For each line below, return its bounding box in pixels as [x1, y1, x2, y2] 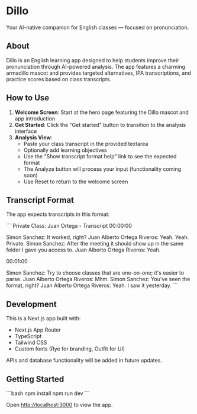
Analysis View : [14, 133, 53, 141]
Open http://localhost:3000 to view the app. [6, 402, 114, 408]
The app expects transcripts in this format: [6, 211, 110, 218]
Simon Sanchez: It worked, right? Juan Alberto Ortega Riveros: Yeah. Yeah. [6, 234, 189, 241]
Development [6, 299, 57, 309]
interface [14, 128, 37, 135]
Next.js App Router [14, 326, 61, 333]
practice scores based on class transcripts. [6, 75, 111, 82]
